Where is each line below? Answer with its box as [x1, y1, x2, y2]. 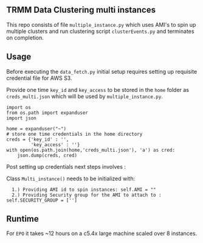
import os [6, 104, 32, 110]
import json [6, 115, 36, 121]
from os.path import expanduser [6, 110, 88, 116]
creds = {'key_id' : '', [6, 136, 69, 143]
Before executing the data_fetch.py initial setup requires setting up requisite [6, 68, 198, 75]
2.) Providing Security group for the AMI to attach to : [12, 192, 162, 198]
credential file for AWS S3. [6, 74, 72, 82]
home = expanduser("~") [6, 125, 67, 132]
